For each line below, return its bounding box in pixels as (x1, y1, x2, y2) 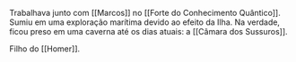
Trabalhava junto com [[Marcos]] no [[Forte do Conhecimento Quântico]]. (9, 8, 281, 18)
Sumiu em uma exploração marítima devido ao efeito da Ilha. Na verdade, (9, 17, 281, 27)
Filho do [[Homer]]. (9, 43, 81, 54)
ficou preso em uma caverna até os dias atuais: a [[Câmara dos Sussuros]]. (9, 27, 289, 36)
